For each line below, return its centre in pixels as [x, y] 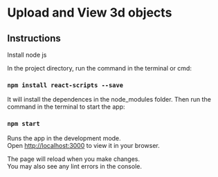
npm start [24, 124]
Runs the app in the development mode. [64, 138]
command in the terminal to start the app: [66, 107]
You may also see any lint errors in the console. [74, 166]
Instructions [34, 38]
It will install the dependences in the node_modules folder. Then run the [109, 100]
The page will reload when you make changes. [74, 159]
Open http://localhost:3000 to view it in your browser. [84, 145]
